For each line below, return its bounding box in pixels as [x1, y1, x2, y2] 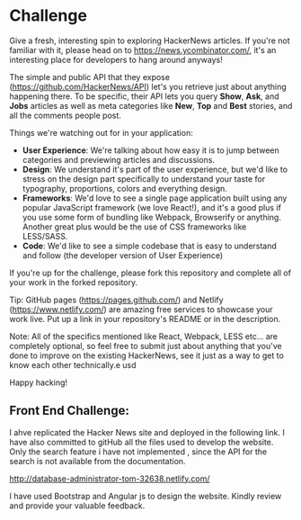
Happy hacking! [9, 377, 68, 388]
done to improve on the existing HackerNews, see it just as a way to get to [9, 350, 285, 361]
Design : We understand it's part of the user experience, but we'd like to [22, 164, 288, 175]
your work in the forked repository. [9, 276, 137, 288]
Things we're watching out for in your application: [9, 127, 193, 138]
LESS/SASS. [22, 230, 68, 241]
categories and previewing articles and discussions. [22, 154, 216, 165]
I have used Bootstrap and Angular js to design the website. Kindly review [9, 490, 282, 501]
